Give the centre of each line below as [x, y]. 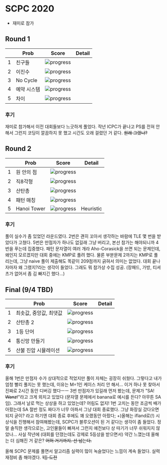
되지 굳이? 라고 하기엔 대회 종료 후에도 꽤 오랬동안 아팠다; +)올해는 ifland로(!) [80, 416]
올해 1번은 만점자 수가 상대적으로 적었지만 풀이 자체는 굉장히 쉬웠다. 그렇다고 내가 [83, 378]
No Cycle [27, 80]
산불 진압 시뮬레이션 [38, 350]
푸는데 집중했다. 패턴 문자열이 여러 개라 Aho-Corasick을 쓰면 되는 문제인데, [87, 249]
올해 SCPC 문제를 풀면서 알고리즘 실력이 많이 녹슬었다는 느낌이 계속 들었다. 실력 [83, 451]
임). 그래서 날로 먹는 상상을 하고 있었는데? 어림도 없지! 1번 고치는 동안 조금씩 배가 [83, 403]
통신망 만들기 [30, 341]
